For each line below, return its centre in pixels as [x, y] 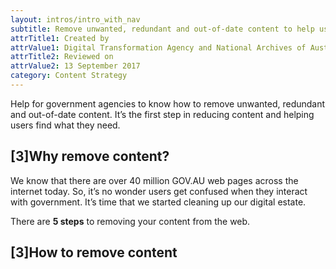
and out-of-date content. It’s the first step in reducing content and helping [162, 114]
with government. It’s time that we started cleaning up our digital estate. [158, 202]
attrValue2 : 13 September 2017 [75, 66]
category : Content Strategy [69, 76]
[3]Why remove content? [90, 156]
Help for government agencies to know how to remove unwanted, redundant [168, 103]
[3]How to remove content [94, 252]
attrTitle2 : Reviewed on [62, 57]
